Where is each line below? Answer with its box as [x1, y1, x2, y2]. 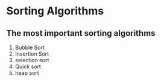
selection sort [14, 57, 49, 63]
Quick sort [14, 63, 41, 70]
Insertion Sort [14, 50, 49, 57]
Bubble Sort [14, 44, 45, 51]
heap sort [14, 69, 39, 76]
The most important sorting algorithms [6, 28, 156, 38]
